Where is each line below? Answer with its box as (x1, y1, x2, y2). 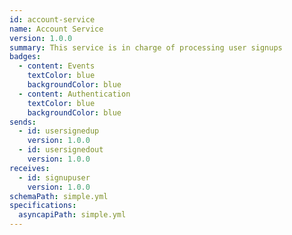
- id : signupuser (18, 172, 91, 183)
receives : (9, 163, 51, 173)
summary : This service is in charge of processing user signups (9, 42, 283, 53)
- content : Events (18, 61, 96, 71)
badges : (9, 52, 42, 62)
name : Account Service (9, 24, 104, 34)
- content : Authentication (18, 89, 131, 99)
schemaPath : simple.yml (9, 191, 109, 201)
